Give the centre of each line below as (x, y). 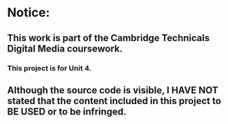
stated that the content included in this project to (114, 101)
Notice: (29, 13)
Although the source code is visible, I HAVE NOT (113, 90)
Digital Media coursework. (65, 48)
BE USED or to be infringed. (67, 111)
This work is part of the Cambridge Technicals (108, 38)
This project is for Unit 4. (49, 68)
